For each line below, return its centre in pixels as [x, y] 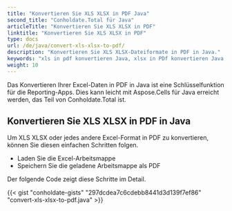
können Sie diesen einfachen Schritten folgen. [73, 145]
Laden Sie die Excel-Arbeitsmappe [66, 158]
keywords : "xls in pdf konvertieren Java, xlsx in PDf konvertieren [108, 59]
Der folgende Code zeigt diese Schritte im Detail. [77, 179]
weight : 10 [23, 65]
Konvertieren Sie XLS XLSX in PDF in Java [99, 121]
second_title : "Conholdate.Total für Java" [71, 20]
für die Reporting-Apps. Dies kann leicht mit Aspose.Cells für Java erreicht [113, 92]
